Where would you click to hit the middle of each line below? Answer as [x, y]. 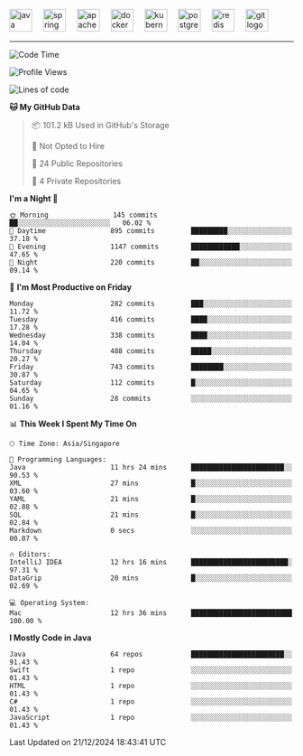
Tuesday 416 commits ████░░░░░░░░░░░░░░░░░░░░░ [151, 320]
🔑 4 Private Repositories [76, 181]
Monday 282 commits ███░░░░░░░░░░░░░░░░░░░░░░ [151, 303]
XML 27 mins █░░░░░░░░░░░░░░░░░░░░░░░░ [151, 483]
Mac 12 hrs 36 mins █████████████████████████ [151, 613]
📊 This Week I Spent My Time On [73, 424]
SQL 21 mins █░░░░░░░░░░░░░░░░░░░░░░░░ [151, 515]
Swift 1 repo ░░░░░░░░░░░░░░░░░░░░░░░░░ [151, 670]
